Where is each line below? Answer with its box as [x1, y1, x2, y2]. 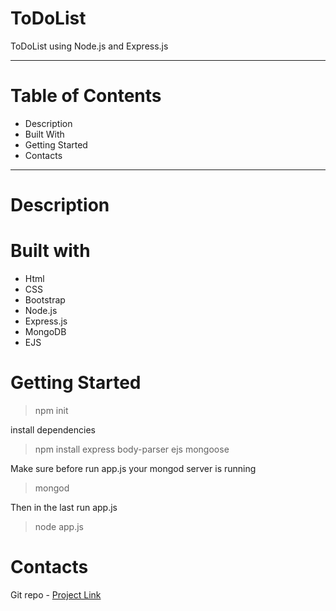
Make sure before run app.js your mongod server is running [10, 462, 257, 474]
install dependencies [10, 423, 96, 436]
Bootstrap [24, 294, 66, 306]
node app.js [34, 520, 84, 532]
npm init [34, 404, 69, 416]
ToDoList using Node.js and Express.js [10, 40, 169, 52]
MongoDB [24, 326, 67, 337]
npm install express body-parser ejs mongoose [34, 443, 230, 455]
